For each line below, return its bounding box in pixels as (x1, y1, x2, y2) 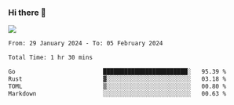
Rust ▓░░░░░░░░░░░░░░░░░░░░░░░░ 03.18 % (8, 74, 226, 83)
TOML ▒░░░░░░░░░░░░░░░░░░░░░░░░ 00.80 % (8, 82, 226, 90)
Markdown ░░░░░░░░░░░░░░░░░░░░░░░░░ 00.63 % (8, 89, 226, 97)
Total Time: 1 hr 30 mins (8, 54, 93, 62)
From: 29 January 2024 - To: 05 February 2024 (8, 39, 163, 48)
